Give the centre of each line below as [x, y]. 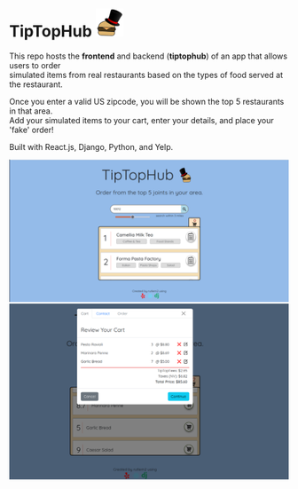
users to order [35, 65]
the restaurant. [36, 84]
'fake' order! [31, 130]
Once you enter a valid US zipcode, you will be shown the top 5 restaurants [147, 101]
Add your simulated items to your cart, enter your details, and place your [141, 120]
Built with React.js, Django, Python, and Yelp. [91, 146]
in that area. [31, 111]
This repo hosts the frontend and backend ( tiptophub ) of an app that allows [149, 56]
